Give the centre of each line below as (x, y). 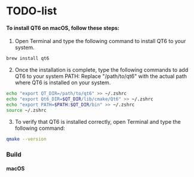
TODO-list (32, 11)
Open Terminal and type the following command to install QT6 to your (100, 41)
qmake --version (26, 139)
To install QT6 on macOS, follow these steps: (63, 28)
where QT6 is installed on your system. (63, 83)
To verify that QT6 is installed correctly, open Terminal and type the (98, 121)
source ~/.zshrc (26, 110)
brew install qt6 (28, 59)
